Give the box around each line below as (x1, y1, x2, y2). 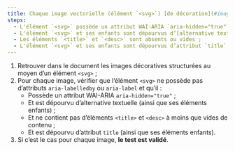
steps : (7, 17, 27, 24)
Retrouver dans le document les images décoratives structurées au (17, 62, 211, 70)
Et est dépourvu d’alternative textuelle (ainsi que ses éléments (27, 99, 208, 106)
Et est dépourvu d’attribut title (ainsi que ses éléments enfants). (27, 128, 216, 136)
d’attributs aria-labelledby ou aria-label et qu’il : (17, 84, 162, 92)
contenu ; (27, 121, 56, 129)
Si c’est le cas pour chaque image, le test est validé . (17, 136, 169, 143)
